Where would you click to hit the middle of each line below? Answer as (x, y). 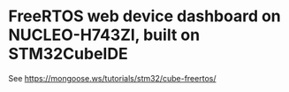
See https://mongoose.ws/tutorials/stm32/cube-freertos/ (112, 78)
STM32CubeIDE (68, 54)
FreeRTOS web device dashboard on (145, 16)
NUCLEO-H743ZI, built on (104, 35)
